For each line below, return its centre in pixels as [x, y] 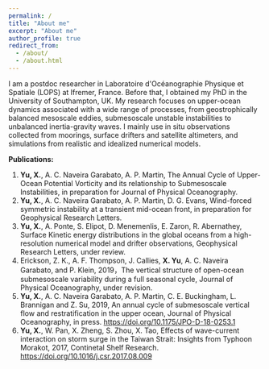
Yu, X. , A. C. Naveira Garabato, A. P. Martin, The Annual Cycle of [128, 175]
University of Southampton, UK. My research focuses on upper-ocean [125, 101]
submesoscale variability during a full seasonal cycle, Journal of [126, 279]
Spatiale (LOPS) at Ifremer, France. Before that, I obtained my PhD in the [128, 92]
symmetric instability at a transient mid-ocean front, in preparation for [136, 209]
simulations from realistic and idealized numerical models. [105, 143]
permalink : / [30, 16]
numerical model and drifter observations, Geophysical [146, 243]
